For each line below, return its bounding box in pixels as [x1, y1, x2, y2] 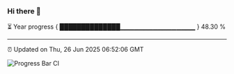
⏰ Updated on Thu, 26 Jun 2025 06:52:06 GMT [7, 45, 144, 54]
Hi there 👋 [7, 6, 42, 16]
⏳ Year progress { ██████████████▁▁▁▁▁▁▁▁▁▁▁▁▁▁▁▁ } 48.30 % [7, 22, 226, 31]
